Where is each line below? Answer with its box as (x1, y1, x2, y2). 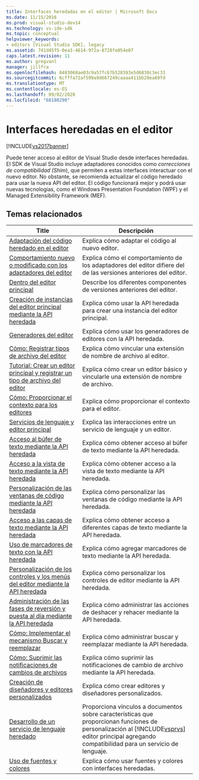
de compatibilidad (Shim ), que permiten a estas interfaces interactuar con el (6, 166, 192, 174)
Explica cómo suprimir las (82, 653, 154, 662)
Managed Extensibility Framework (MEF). (6, 191, 107, 199)
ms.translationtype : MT (6, 81, 65, 87)
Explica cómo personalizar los (82, 569, 166, 577)
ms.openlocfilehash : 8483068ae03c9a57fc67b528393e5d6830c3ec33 (6, 70, 166, 76)
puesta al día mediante (9, 612, 72, 620)
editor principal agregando (82, 732, 156, 741)
